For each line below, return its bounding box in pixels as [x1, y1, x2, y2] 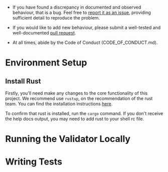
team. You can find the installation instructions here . [5, 101, 113, 106]
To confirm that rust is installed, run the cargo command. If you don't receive [5, 110, 163, 116]
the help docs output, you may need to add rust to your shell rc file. [5, 116, 144, 121]
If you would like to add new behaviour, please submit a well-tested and [12, 24, 161, 30]
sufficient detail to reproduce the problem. [12, 15, 100, 20]
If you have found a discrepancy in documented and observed [12, 4, 141, 10]
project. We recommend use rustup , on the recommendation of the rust [5, 95, 153, 101]
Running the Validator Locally [5, 133, 131, 144]
